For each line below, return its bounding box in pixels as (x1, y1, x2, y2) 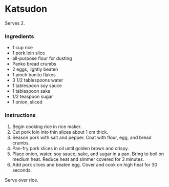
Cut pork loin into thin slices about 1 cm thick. (12, 129, 109, 135)
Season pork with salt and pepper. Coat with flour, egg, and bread (12, 134, 152, 140)
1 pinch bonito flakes (12, 72, 56, 78)
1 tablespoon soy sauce (12, 82, 62, 89)
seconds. (12, 167, 32, 173)
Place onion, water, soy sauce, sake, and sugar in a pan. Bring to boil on (12, 151, 164, 157)
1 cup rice (12, 45, 33, 51)
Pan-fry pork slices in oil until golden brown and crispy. (12, 145, 129, 151)
